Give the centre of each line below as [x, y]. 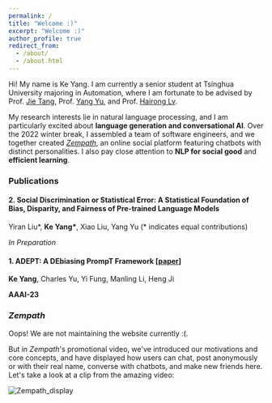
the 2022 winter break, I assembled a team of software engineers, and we [132, 134]
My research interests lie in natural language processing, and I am [118, 117]
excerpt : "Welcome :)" [47, 31]
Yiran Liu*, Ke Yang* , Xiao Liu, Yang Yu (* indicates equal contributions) [128, 227]
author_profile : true [45, 38]
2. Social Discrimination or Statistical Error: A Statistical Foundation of [129, 200]
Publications [34, 180]
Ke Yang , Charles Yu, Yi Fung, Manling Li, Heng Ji [91, 279]
